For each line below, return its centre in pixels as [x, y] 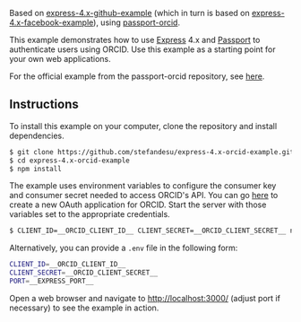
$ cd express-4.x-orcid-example [69, 161]
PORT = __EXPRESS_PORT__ [52, 282]
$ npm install [36, 169]
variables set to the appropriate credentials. [90, 214]
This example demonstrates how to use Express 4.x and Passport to [135, 40]
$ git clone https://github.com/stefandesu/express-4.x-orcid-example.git [152, 152]
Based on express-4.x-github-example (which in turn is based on [129, 13]
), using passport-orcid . [137, 22]
